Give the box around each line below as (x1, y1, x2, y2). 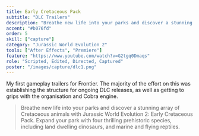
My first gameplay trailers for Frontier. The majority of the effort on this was (6, 80, 191, 87)
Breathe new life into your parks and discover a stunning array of (20, 105, 180, 112)
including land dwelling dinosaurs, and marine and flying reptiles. (20, 123, 180, 131)
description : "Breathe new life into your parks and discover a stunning (6, 20, 193, 26)
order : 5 (6, 31, 28, 37)
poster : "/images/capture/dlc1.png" (6, 64, 97, 70)
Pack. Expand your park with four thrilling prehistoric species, (20, 117, 172, 124)
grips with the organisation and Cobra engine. (6, 93, 119, 100)
